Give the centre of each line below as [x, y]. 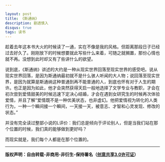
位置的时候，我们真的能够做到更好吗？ [48, 129]
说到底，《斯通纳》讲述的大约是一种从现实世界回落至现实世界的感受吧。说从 [82, 70]
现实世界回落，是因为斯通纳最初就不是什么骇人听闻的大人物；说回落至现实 [80, 76]
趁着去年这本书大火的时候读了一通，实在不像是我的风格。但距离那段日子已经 [82, 47]
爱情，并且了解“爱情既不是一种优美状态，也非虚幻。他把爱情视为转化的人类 [82, 100]
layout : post [18, 14]
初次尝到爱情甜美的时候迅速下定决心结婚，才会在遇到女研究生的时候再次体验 [82, 94]
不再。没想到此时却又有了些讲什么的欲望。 [52, 59]
